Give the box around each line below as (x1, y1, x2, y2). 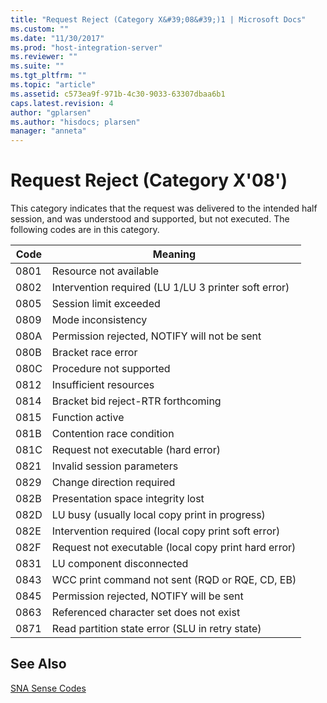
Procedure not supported (51, 362, 171, 376)
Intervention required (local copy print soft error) (51, 524, 281, 538)
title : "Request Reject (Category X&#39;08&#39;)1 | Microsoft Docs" (10, 14, 307, 25)
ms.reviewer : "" (10, 52, 78, 62)
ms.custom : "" (10, 24, 70, 34)
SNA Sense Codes (10, 682, 87, 694)
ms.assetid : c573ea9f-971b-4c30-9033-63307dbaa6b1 (10, 89, 226, 99)
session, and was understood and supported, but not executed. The (10, 213, 290, 225)
